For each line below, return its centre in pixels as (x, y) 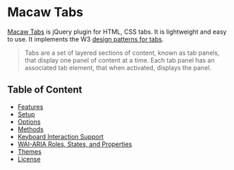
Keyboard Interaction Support (61, 136)
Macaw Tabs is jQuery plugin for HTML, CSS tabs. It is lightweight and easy (117, 32)
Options (29, 122)
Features (30, 107)
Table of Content (45, 90)
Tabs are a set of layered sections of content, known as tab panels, (122, 53)
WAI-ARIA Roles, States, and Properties (75, 144)
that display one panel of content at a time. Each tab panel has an (119, 60)
